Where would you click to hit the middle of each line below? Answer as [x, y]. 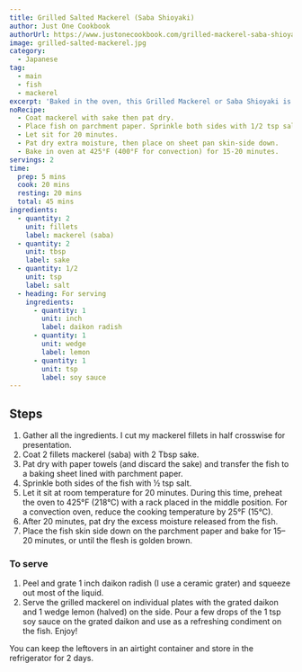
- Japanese [38, 59]
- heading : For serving [62, 293]
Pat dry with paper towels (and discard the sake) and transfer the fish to [155, 464]
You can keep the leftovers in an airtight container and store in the [132, 649]
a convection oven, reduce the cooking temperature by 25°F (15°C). [148, 512]
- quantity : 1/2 [48, 269]
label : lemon [66, 352]
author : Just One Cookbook [60, 26]
